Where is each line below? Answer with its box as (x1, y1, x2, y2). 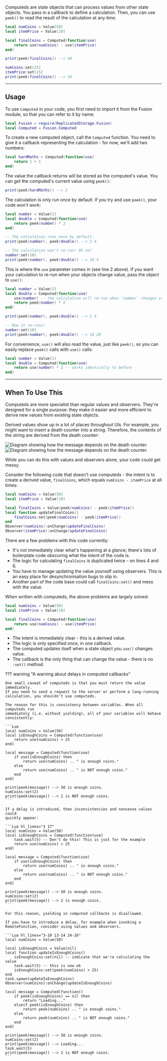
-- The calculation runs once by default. (5, 235, 94, 240)
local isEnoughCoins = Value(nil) (5, 946, 77, 951)
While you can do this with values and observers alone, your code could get (5, 457, 161, 463)
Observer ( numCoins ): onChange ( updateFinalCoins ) (5, 524, 106, 529)
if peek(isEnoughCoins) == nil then (14, 994, 90, 999)
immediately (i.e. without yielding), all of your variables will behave (5, 711, 162, 716)
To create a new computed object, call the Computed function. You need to (5, 134, 156, 141)
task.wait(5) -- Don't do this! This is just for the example (14, 837, 146, 842)
